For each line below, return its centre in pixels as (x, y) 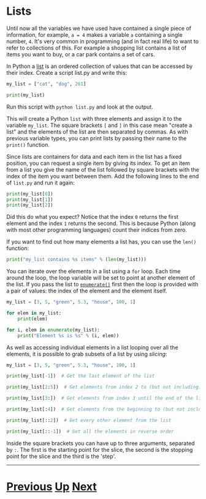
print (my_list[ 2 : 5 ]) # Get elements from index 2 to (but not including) (104, 387)
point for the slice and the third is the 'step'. (61, 456)
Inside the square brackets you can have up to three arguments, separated (101, 443)
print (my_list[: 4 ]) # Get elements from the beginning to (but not (96, 409)
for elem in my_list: (34, 313)
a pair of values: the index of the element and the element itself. (87, 291)
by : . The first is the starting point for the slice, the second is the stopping (100, 449)
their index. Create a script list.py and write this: (67, 72)
